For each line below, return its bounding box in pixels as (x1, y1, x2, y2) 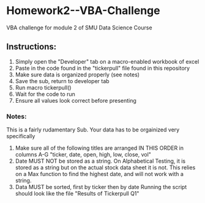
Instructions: (6, 42, 57, 52)
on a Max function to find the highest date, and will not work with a (15, 171, 184, 178)
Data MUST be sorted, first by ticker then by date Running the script (15, 183, 187, 191)
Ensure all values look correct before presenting (15, 97, 136, 104)
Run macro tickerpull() (15, 84, 72, 91)
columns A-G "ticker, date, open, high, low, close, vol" (15, 151, 152, 158)
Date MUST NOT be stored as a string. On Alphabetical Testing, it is (15, 157, 185, 165)
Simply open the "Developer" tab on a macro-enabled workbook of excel (15, 57, 199, 65)
